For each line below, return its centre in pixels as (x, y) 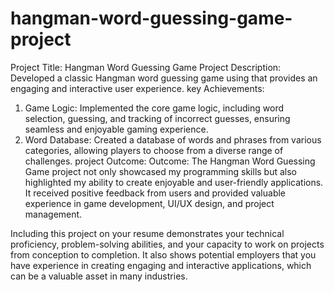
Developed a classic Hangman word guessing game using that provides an (164, 78)
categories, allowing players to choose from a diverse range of (154, 150)
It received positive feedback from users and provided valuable (155, 193)
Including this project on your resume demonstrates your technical (147, 233)
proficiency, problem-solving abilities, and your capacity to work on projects (167, 244)
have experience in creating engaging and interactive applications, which (161, 265)
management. (53, 214)
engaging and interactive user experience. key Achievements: (137, 88)
